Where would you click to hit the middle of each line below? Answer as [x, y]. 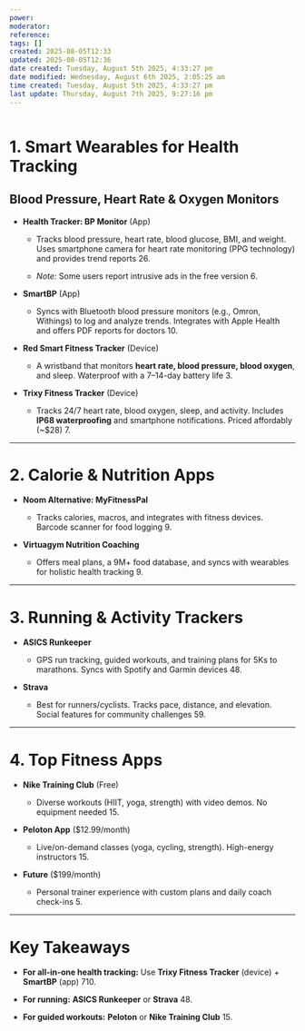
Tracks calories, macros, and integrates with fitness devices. [149, 518]
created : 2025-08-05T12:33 [60, 52]
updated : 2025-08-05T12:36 [60, 60]
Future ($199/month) [62, 875]
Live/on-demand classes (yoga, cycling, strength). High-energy [155, 848]
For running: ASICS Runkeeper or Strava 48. [108, 999]
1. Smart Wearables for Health [124, 147]
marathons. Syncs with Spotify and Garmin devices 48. [139, 669]
